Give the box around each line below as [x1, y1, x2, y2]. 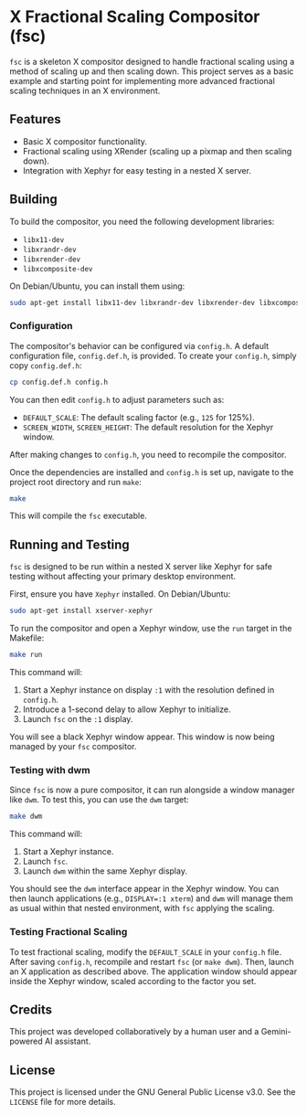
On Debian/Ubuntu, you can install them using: [9, 281, 185, 292]
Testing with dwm [9, 763, 90, 776]
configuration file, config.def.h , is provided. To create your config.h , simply [9, 350, 297, 361]
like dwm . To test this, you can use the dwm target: [9, 794, 189, 805]
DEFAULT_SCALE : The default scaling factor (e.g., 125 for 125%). [22, 411, 256, 422]
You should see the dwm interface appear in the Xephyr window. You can [9, 884, 280, 895]
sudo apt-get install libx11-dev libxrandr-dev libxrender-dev [9, 298, 256, 307]
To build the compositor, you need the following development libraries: [9, 216, 275, 227]
